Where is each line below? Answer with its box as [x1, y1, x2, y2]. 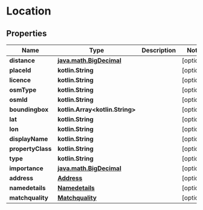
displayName [9, 135, 48, 143]
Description [141, 46, 176, 54]
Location [6, 4, 51, 18]
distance [9, 56, 35, 65]
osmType [9, 86, 37, 94]
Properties [6, 28, 47, 39]
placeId [9, 66, 31, 74]
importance [9, 164, 43, 173]
